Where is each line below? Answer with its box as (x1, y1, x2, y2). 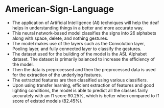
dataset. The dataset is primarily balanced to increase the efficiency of (12, 56, 155, 62)
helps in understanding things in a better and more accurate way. (12, 25, 144, 30)
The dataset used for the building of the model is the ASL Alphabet (12, 51, 147, 57)
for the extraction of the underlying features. (12, 72, 102, 78)
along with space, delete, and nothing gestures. (12, 35, 109, 41)
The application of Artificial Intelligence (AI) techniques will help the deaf (12, 20, 159, 26)
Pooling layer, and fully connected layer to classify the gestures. (12, 46, 141, 52)
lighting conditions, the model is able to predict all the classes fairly (12, 87, 148, 93)
